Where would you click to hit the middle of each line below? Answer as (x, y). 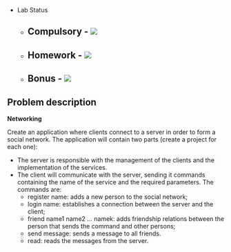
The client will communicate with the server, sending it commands (111, 175)
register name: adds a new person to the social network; (108, 197)
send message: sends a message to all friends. (94, 233)
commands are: (39, 189)
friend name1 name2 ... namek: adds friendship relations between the (126, 219)
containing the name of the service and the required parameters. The (115, 182)
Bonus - (45, 79)
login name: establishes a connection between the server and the (120, 204)
